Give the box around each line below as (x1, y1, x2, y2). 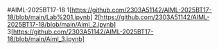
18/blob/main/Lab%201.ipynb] (7, 13, 93, 21)
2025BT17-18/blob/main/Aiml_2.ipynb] (7, 21, 116, 28)
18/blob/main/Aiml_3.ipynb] (7, 35, 85, 43)
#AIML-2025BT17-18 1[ (7, 6, 72, 14)
